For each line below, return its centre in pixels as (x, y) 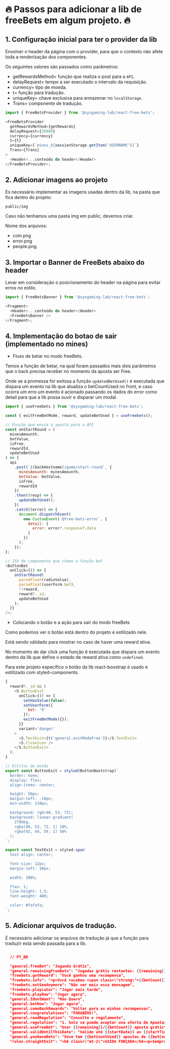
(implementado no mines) (47, 344)
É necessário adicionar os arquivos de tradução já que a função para (77, 938)
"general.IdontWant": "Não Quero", (47, 999)
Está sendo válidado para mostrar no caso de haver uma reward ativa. (78, 642)
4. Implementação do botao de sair (61, 336)
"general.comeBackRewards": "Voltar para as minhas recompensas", (81, 1009)
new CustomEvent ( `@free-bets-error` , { (66, 519)
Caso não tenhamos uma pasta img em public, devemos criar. (70, 216)
